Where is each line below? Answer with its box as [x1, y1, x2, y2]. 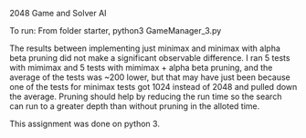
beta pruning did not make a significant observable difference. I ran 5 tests [9, 53, 290, 63]
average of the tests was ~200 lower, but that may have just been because [9, 72, 290, 83]
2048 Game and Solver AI [9, 8, 107, 18]
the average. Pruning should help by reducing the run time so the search [9, 91, 282, 102]
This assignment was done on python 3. [9, 118, 160, 129]
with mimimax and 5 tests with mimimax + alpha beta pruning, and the [9, 63, 273, 73]
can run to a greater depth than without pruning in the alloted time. [9, 101, 260, 112]
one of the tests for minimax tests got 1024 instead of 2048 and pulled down [9, 82, 298, 92]
